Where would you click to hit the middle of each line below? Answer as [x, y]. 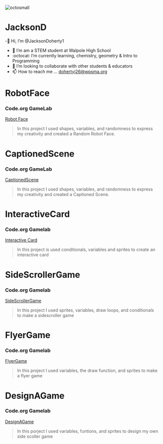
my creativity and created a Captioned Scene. [63, 194]
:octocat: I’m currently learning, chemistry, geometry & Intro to [75, 55]
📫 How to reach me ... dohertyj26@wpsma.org [60, 72]
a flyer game [30, 376]
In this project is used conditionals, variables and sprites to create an [86, 249]
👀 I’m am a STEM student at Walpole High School [61, 50]
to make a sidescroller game [45, 315]
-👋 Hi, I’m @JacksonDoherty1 [35, 41]
